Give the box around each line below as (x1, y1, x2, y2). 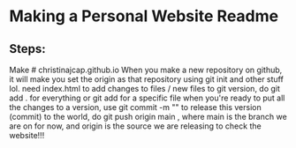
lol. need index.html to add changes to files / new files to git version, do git (9, 84, 281, 93)
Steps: (9, 41, 46, 56)
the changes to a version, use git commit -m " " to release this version (9, 102, 262, 112)
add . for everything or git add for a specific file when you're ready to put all (9, 92, 285, 103)
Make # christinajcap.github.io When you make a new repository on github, (9, 64, 283, 75)
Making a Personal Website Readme (9, 6, 279, 26)
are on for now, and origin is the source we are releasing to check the (9, 121, 262, 131)
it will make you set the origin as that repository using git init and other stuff (9, 74, 285, 85)
